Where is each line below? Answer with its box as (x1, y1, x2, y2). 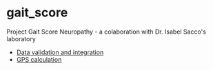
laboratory (6, 34, 36, 43)
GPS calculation (16, 55, 62, 63)
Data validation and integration (16, 48, 104, 56)
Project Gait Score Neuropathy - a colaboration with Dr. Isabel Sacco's (6, 27, 206, 36)
